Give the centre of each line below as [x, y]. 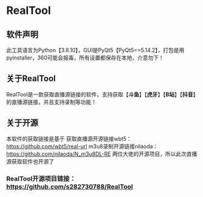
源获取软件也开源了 [30, 161]
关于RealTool [31, 78]
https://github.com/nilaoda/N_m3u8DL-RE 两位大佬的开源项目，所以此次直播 [102, 154]
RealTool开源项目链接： [41, 178]
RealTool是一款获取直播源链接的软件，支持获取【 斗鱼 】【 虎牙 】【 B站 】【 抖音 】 [101, 94]
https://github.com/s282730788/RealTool [70, 187]
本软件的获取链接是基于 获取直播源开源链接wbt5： [69, 139]
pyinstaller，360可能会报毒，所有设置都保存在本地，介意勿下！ [85, 58]
